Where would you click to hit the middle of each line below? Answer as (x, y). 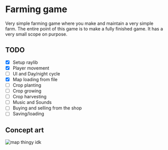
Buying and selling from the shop (47, 108)
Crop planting (27, 85)
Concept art (25, 130)
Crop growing (27, 91)
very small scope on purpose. (36, 34)
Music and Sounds (32, 102)
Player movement (31, 68)
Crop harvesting (29, 97)
